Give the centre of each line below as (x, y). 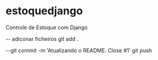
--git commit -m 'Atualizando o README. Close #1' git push (79, 50)
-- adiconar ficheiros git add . (42, 39)
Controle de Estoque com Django (47, 27)
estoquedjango (44, 11)
